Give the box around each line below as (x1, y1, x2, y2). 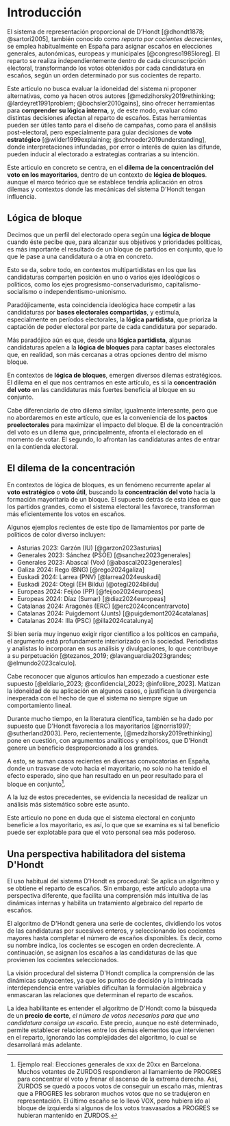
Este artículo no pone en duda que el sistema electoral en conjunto (7, 813, 196, 822)
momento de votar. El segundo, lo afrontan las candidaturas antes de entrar (7, 435, 220, 443)
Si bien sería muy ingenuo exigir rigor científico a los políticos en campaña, (7, 629, 219, 638)
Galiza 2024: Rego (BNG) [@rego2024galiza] (16, 565, 145, 574)
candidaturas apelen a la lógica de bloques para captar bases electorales (7, 343, 216, 351)
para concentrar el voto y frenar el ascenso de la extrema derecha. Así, (16, 1075, 218, 1084)
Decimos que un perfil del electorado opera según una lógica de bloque (7, 230, 211, 238)
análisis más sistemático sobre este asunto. (7, 800, 130, 809)
